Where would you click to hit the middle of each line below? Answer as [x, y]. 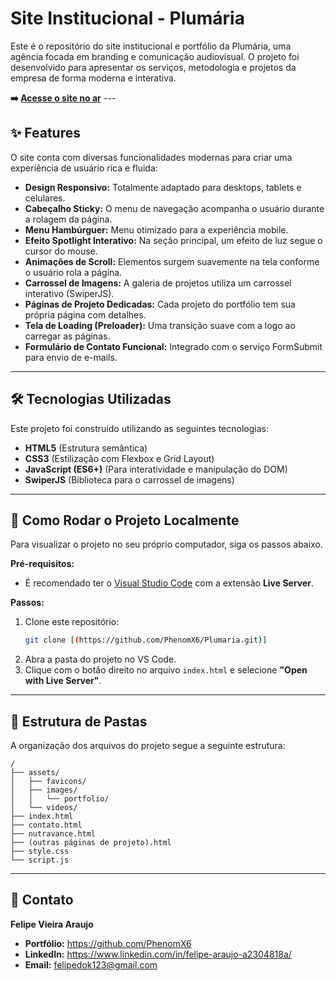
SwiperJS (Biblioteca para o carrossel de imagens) [129, 479]
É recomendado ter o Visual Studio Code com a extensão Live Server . [169, 583]
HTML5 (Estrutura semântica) [86, 448]
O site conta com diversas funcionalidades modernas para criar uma [151, 157]
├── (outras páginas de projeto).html [91, 843]
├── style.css [40, 852]
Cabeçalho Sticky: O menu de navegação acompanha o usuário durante [174, 208]
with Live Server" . [63, 681]
